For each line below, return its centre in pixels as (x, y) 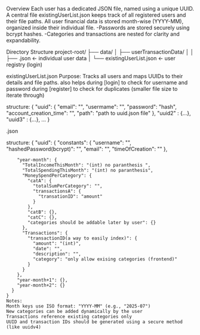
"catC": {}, (43, 217)
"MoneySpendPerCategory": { (57, 176)
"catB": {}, (43, 212)
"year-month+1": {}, (42, 280)
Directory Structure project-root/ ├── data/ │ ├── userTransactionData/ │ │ (100, 52)
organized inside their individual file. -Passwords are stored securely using (98, 27)
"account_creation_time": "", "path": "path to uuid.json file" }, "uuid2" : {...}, (99, 113)
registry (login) (24, 64)
